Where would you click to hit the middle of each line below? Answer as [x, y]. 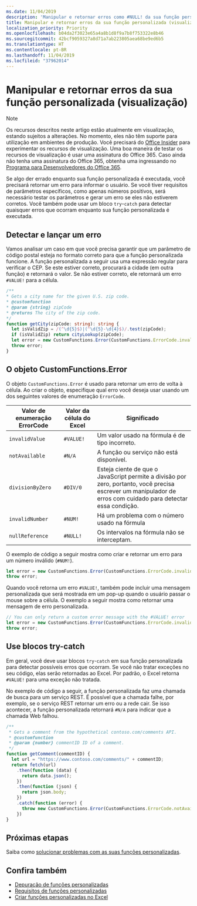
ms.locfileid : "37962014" [38, 61]
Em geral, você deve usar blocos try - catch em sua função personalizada [94, 661]
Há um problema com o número [141, 515]
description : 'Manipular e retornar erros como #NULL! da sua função [93, 17]
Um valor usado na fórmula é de [141, 435]
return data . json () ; [47, 776]
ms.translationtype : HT [35, 45]
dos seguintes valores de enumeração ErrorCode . [66, 396]
